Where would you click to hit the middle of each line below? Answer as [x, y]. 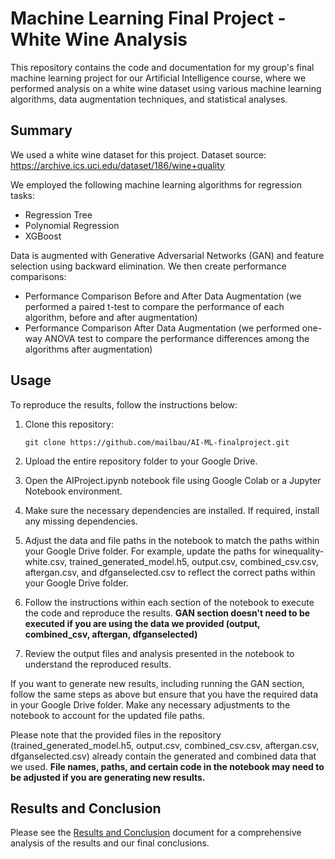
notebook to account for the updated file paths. [107, 715]
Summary [41, 130]
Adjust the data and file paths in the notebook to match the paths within [172, 540]
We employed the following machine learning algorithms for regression [156, 184]
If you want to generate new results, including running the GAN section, [157, 683]
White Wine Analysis [99, 39]
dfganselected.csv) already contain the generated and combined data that [163, 756]
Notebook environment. [73, 491]
